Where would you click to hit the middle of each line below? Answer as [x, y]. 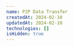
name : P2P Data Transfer [37, 12]
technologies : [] [28, 28]
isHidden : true [25, 34]
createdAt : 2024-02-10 [34, 17]
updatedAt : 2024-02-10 [34, 23]
